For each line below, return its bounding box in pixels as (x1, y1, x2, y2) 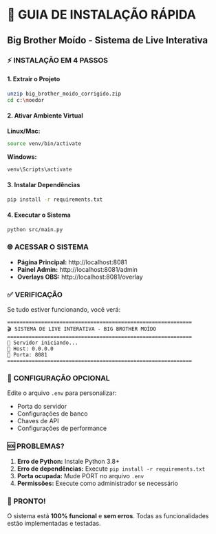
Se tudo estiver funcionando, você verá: (7, 306, 121, 314)
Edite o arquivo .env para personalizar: (7, 389, 117, 397)
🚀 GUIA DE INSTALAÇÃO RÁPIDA (7, 7, 196, 23)
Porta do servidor (17, 403, 67, 411)
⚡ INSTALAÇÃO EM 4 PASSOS (7, 55, 109, 65)
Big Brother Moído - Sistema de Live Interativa (7, 34, 208, 46)
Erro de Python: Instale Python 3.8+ (17, 457, 120, 465)
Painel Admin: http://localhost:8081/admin (17, 265, 138, 273)
